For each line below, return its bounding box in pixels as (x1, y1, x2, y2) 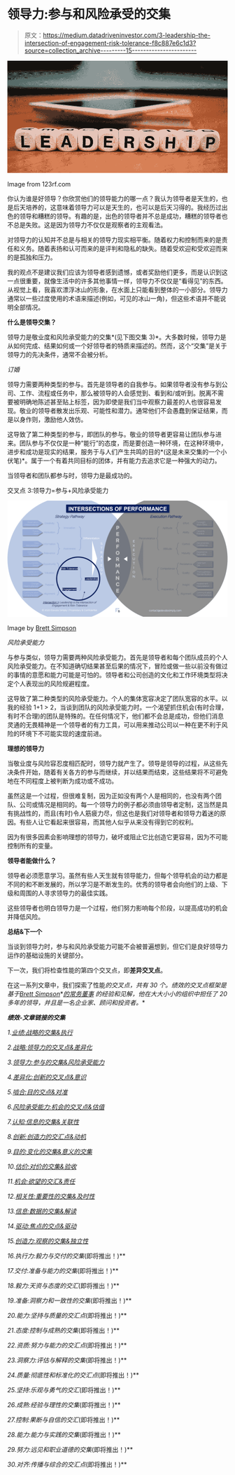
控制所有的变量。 (7, 841, 57, 850)
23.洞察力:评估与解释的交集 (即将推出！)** (7, 1356, 127, 1364)
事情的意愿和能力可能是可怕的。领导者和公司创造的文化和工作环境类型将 (13, 670, 222, 679)
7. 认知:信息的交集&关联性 (7, 1117, 79, 1126)
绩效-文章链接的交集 (7, 1013, 66, 1021)
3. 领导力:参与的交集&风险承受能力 (7, 1058, 105, 1066)
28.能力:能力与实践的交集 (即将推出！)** (7, 1430, 121, 1439)
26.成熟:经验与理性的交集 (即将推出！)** (7, 1400, 121, 1409)
